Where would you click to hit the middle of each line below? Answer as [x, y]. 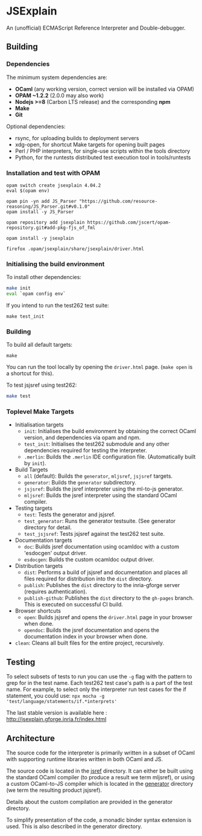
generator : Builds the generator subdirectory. [80, 483]
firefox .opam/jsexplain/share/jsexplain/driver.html [75, 249]
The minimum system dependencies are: [57, 77]
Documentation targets [43, 540]
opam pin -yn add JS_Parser [42, 201]
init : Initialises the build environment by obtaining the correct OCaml [110, 431]
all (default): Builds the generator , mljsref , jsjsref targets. [98, 476]
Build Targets [31, 470]
